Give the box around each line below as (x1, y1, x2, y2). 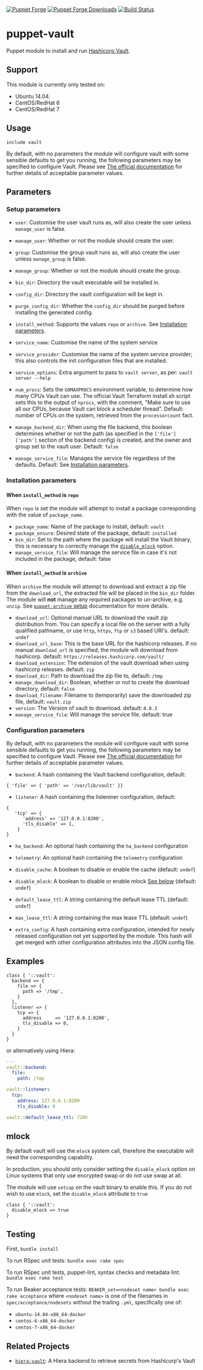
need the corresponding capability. (6, 1154, 94, 1161)
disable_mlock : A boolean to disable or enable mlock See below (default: (15, 877, 197, 885)
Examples (6, 956, 44, 967)
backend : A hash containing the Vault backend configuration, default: (15, 770, 186, 778)
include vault (6, 139, 42, 145)
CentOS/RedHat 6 (15, 99, 60, 106)
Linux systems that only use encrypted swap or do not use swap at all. (6, 1172, 182, 1179)
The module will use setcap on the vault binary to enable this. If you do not (6, 1183, 192, 1191)
